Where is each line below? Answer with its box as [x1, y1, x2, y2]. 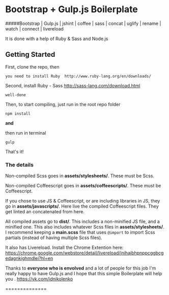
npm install [5, 111, 31, 116]
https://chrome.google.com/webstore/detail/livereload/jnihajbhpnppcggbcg [5, 250, 164, 256]
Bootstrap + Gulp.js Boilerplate [5, 4, 138, 15]
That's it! [5, 148, 24, 154]
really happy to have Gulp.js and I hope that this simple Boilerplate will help [5, 271, 162, 277]
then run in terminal [5, 129, 46, 136]
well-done [5, 92, 26, 97]
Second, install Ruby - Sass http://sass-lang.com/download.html [5, 82, 140, 88]
